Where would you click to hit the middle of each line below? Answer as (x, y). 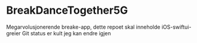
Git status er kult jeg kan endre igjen (67, 33)
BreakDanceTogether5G (67, 10)
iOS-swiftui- (176, 27)
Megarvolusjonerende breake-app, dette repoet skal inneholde (83, 27)
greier (13, 33)
